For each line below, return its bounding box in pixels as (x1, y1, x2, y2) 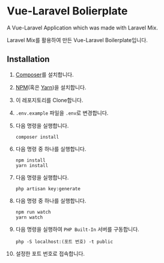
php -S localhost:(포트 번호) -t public (15, 238, 114, 244)
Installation (7, 54, 50, 64)
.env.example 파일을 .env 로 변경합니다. (15, 109, 109, 116)
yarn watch (15, 214, 43, 220)
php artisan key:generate (15, 186, 80, 192)
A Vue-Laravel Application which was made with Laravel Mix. (7, 24, 159, 31)
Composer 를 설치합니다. (15, 71, 74, 78)
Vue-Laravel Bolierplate (7, 4, 128, 18)
